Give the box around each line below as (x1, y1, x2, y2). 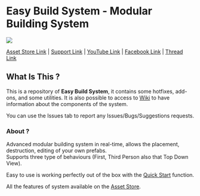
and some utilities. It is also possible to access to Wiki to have (18, 94, 170, 101)
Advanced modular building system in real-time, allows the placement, (6, 141, 180, 148)
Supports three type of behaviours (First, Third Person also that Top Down (6, 153, 189, 161)
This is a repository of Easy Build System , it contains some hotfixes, (6, 88, 174, 95)
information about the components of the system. (6, 100, 128, 107)
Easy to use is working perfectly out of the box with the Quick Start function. (6, 171, 195, 179)
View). (6, 160, 22, 167)
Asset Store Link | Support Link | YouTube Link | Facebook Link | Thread (6, 48, 183, 55)
